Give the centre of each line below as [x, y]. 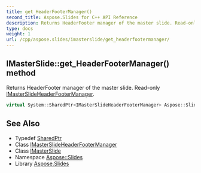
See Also [23, 124]
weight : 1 [19, 34]
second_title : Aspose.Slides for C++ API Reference [72, 17]
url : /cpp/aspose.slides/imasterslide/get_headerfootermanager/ [88, 40]
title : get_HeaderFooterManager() [49, 12]
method [21, 73]
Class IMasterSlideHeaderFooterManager [66, 144]
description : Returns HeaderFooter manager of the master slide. [89, 23]
